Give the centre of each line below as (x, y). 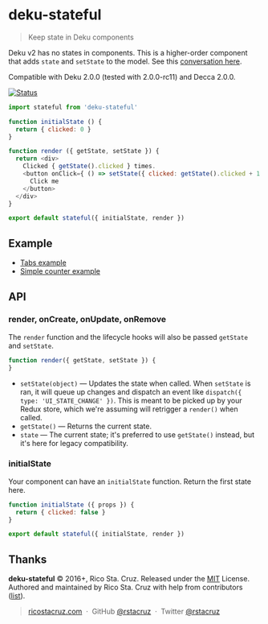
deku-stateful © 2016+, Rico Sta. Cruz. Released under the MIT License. (129, 579)
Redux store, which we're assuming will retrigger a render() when (129, 409)
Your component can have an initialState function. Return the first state (130, 481)
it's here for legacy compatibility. (74, 443)
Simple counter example (60, 271)
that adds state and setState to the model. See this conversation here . (125, 61)
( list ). (17, 596)
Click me (44, 181)
